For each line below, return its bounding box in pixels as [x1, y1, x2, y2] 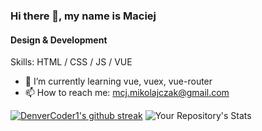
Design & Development [10, 34, 108, 46]
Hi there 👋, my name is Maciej [10, 9, 157, 23]
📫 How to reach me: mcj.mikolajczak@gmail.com [24, 87, 230, 99]
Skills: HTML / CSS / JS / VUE [10, 56, 133, 68]
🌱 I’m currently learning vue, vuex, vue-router [24, 75, 213, 88]
